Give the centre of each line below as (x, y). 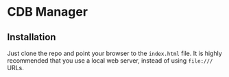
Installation (32, 37)
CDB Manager (47, 12)
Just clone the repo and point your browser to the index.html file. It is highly (115, 53)
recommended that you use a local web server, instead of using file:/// (110, 61)
